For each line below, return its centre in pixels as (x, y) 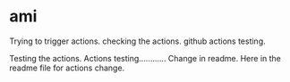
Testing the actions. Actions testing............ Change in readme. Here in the (145, 58)
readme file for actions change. (67, 68)
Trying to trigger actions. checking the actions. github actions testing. (137, 41)
